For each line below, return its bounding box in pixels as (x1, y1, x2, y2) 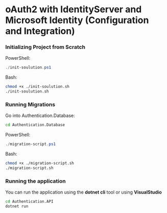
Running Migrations (5, 101, 55, 108)
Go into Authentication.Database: (5, 112, 75, 119)
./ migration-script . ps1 (5, 141, 56, 147)
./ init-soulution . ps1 (5, 65, 52, 70)
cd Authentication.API (5, 199, 54, 204)
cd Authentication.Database (5, 123, 65, 128)
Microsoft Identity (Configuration (5, 14, 149, 26)
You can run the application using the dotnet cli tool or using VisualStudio (5, 189, 162, 195)
